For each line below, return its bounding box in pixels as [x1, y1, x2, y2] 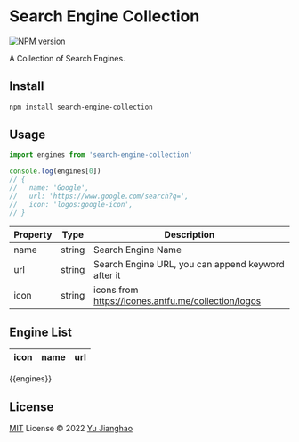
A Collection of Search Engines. [9, 53, 126, 63]
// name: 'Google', [9, 184, 90, 192]
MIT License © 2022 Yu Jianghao [9, 423, 133, 434]
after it [93, 269, 121, 282]
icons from [93, 283, 139, 296]
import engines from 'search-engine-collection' [9, 151, 193, 160]
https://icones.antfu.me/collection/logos [93, 294, 261, 307]
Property [13, 228, 53, 241]
